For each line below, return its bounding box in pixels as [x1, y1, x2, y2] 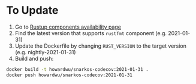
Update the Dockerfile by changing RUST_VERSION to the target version [14, 42, 187, 49]
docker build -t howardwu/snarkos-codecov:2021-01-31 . [6, 66, 149, 72]
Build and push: [14, 55, 54, 62]
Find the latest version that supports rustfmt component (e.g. [14, 29, 167, 36]
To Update [6, 4, 59, 17]
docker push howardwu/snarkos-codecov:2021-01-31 [6, 72, 133, 78]
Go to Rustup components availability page [14, 23, 122, 30]
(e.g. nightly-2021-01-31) [14, 48, 76, 55]
